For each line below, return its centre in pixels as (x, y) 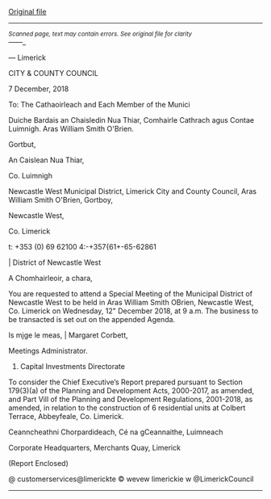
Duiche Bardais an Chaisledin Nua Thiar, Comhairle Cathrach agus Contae (131, 120)
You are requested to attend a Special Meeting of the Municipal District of (130, 294)
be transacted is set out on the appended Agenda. (92, 319)
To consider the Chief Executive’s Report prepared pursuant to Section (126, 382)
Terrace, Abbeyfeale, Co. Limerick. (66, 416)
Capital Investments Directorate (72, 366)
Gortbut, (22, 144)
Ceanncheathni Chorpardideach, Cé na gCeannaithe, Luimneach (116, 432)
